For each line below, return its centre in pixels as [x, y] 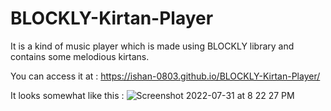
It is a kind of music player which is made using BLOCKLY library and [152, 46]
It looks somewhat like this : [67, 95]
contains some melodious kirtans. [80, 56]
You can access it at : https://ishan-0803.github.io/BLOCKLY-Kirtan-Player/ [165, 76]
